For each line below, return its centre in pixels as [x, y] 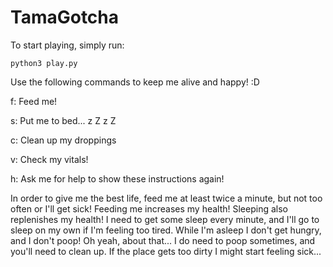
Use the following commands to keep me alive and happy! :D [135, 82]
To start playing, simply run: [67, 45]
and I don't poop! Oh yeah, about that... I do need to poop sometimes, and [163, 240]
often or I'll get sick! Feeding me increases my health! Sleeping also [149, 208]
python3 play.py [44, 63]
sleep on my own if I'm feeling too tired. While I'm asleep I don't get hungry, [166, 230]
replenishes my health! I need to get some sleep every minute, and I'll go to [165, 219]
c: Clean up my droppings [63, 140]
